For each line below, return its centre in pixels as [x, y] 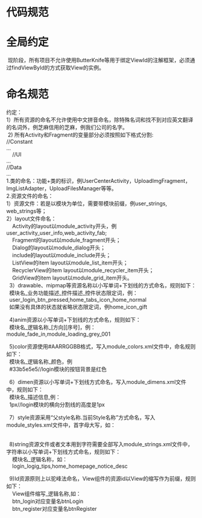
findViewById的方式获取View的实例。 [58, 68]
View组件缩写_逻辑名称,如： [46, 494]
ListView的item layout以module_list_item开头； [70, 263]
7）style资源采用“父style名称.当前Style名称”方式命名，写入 [82, 418]
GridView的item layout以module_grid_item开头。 [72, 278]
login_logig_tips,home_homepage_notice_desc [70, 466]
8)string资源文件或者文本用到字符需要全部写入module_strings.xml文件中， [101, 444]
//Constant [20, 142]
